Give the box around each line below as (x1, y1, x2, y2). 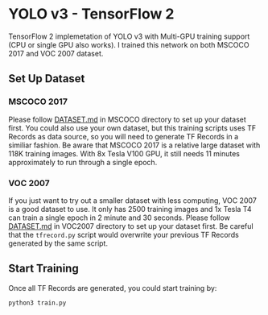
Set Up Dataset (8, 72, 85, 85)
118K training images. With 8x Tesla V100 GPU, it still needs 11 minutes (8, 148, 240, 158)
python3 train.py (8, 299, 67, 307)
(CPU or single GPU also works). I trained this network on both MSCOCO (8, 39, 249, 49)
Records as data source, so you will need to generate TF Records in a (8, 131, 239, 141)
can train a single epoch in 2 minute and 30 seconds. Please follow (8, 213, 231, 222)
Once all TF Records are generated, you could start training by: (8, 283, 217, 292)
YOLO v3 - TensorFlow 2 (8, 5, 175, 23)
